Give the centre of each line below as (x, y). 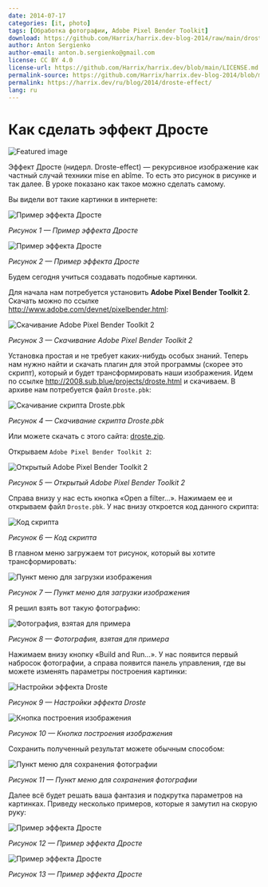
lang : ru (23, 90)
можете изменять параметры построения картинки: (98, 671)
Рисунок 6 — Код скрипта (53, 538)
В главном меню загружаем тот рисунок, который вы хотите (112, 553)
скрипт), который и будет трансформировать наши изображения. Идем (131, 373)
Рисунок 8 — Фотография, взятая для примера (89, 639)
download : (25, 38)
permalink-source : (39, 75)
